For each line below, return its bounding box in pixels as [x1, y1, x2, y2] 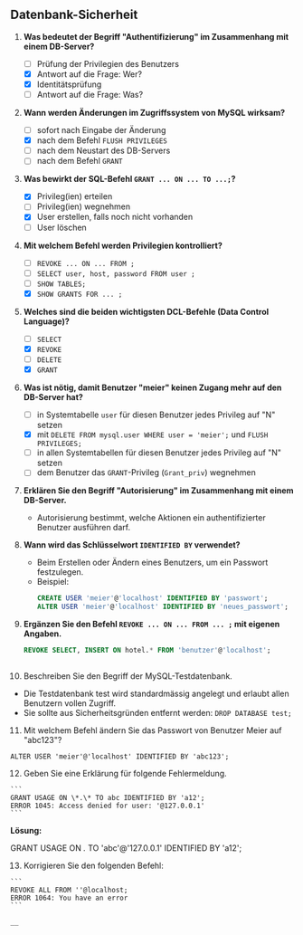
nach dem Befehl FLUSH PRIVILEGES [36, 135, 168, 146]
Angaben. [23, 628, 62, 639]
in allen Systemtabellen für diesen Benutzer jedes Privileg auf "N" [36, 447, 282, 458]
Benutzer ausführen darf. [36, 522, 130, 533]
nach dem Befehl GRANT [36, 156, 123, 167]
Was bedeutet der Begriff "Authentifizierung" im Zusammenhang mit [23, 31, 289, 42]
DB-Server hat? [23, 392, 84, 403]
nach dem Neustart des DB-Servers [36, 145, 171, 157]
